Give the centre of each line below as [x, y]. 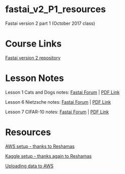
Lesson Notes [35, 78]
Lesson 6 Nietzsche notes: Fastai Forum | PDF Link [58, 102]
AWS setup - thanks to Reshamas [40, 146]
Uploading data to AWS [29, 166]
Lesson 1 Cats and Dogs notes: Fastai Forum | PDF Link [62, 92]
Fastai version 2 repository [33, 58]
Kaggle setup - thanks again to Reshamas [48, 156]
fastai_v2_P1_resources [55, 9]
